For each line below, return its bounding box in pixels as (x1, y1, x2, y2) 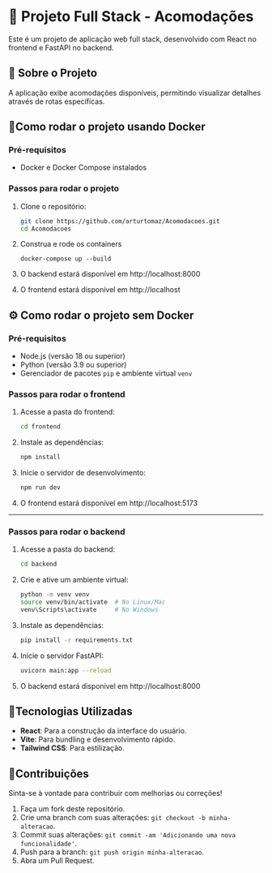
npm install (19, 454, 61, 462)
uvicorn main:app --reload (19, 666, 112, 674)
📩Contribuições (8, 767, 89, 781)
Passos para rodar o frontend (8, 389, 125, 400)
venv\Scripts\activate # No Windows (19, 606, 159, 614)
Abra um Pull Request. (19, 856, 95, 866)
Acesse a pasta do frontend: (19, 407, 115, 417)
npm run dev (19, 484, 61, 492)
